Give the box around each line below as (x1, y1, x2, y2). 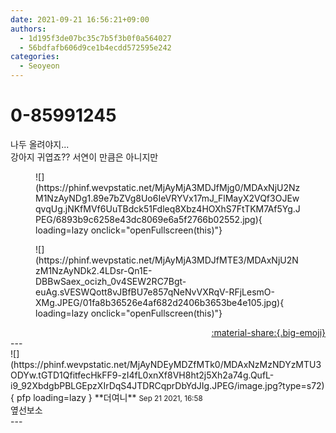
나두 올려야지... (10, 138, 70, 150)
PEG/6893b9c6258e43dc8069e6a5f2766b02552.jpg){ (35, 213, 263, 225)
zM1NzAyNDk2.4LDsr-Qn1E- (35, 264, 153, 276)
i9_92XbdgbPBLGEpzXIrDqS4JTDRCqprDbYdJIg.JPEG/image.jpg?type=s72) (10, 379, 325, 391)
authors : (10, 24, 47, 34)
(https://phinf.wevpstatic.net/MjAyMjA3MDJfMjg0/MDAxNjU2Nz (35, 181, 301, 193)
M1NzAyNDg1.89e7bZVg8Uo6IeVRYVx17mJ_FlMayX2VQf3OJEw (35, 192, 300, 204)
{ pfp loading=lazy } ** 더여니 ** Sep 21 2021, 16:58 (10, 391, 203, 403)
